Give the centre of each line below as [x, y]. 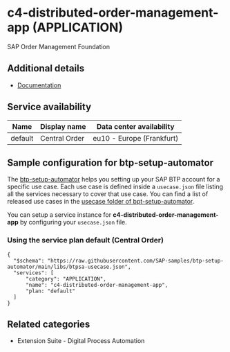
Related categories [49, 325]
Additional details [46, 68]
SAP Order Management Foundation [59, 46]
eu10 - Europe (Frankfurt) [136, 138]
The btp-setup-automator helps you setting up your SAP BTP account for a [114, 179]
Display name [63, 126]
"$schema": [29, 261]
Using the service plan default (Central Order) [86, 240]
